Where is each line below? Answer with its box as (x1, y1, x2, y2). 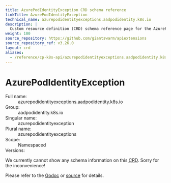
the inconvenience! (5, 163, 46, 169)
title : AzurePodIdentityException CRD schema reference (5, 7, 126, 13)
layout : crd (5, 45, 31, 50)
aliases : (5, 50, 24, 55)
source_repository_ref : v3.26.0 (5, 41, 74, 46)
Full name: (5, 94, 27, 100)
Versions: (5, 147, 25, 154)
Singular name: (5, 115, 37, 121)
